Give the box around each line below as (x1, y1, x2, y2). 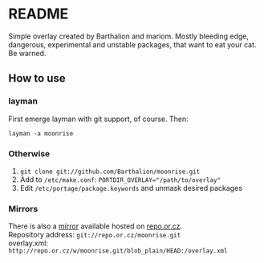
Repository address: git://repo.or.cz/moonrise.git (8, 230, 181, 240)
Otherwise (8, 148, 51, 159)
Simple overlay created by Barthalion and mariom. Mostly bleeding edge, (8, 31, 249, 41)
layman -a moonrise (8, 129, 74, 137)
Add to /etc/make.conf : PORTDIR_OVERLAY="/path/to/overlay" (19, 174, 221, 184)
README (8, 5, 69, 23)
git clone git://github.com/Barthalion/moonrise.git (19, 168, 201, 176)
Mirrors (8, 203, 39, 214)
